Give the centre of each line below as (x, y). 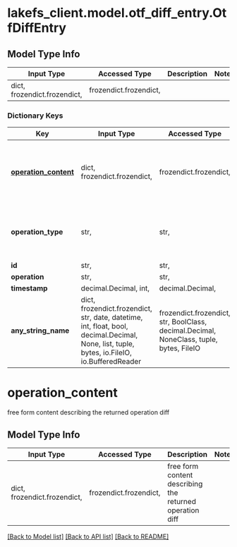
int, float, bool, (104, 326)
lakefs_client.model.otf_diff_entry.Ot (117, 13)
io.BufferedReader (111, 362)
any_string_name (40, 331)
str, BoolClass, (183, 322)
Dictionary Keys (35, 116)
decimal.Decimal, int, (115, 288)
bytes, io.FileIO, (107, 352)
